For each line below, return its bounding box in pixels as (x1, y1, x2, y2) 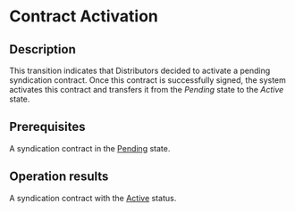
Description (9, 42, 76, 57)
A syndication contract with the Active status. (9, 192, 177, 203)
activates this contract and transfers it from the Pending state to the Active (9, 85, 284, 94)
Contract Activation (9, 6, 158, 27)
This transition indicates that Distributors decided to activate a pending (9, 65, 271, 76)
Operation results (9, 169, 109, 184)
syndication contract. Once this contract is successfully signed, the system (9, 75, 286, 86)
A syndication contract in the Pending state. (9, 143, 171, 153)
